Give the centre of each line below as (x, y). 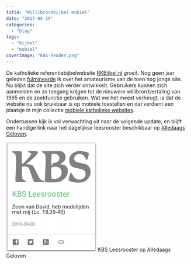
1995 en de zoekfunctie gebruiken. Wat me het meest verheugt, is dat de (93, 98)
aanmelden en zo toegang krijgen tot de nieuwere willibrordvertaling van (93, 91)
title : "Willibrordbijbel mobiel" (48, 12)
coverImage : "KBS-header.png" (43, 55)
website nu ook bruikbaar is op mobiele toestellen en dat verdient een (90, 104)
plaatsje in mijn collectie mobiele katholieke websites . (70, 110)
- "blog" (22, 31)
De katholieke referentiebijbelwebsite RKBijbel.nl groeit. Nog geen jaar (91, 72)
